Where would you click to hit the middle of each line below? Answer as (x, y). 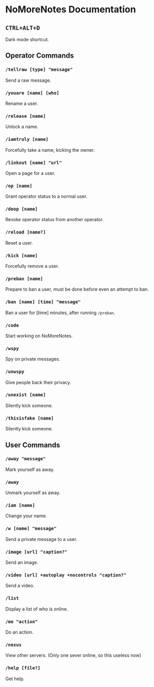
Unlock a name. (22, 126)
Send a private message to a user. (41, 539)
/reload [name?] (26, 232)
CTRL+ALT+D (23, 28)
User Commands (33, 445)
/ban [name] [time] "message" (43, 302)
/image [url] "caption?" (36, 552)
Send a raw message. (28, 80)
